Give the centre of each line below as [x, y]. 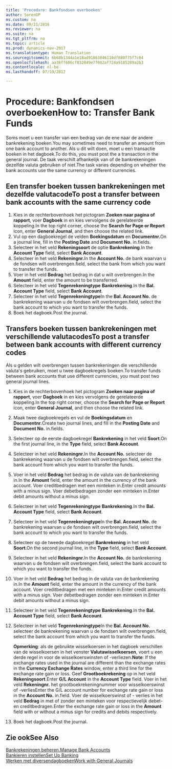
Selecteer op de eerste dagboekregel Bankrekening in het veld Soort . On [90, 438]
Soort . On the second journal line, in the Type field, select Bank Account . [90, 548]
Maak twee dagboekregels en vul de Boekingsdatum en [73, 417]
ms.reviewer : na [23, 29]
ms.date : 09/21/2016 [28, 24]
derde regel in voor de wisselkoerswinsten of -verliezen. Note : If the [84, 657]
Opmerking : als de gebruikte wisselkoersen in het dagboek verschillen [88, 646]
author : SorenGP [23, 15]
